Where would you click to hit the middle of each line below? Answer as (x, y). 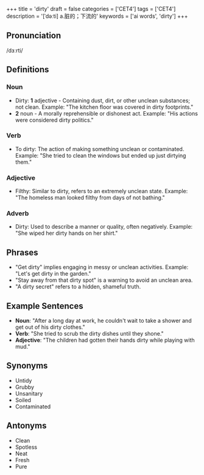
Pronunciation (34, 36)
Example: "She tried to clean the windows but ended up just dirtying (100, 155)
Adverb (18, 213)
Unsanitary (29, 393)
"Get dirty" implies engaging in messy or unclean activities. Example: (102, 267)
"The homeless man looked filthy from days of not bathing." (90, 197)
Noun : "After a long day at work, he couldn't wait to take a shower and (103, 321)
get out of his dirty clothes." (50, 327)
